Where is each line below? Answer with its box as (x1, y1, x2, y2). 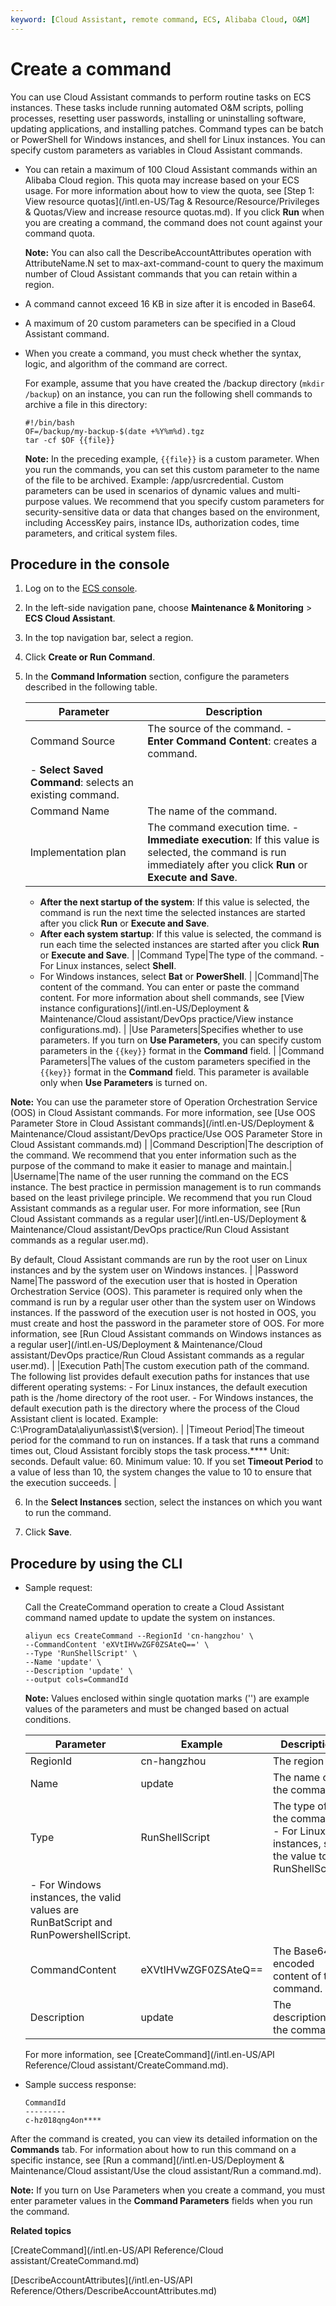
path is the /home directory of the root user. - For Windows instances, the (10, 1392, 314, 1404)
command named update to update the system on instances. (24, 1612, 276, 1624)
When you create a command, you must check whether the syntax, (24, 347, 302, 359)
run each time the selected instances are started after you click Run (39, 939, 320, 951)
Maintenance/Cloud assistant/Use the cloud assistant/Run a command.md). (10, 2165, 322, 2177)
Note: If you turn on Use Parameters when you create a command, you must (10, 2184, 326, 2196)
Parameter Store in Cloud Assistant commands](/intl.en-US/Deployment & (10, 1117, 315, 1130)
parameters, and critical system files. (24, 527, 178, 539)
